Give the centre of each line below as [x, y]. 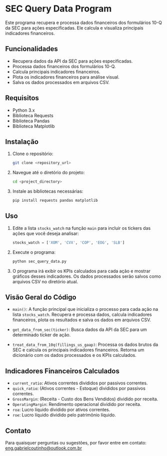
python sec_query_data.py [39, 261]
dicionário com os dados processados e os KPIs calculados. [74, 355]
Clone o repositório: [33, 154]
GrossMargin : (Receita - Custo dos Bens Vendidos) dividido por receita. [85, 399]
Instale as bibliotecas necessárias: [48, 191]
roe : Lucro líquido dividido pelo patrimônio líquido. [64, 415]
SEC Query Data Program [58, 9]
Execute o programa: [34, 252]
